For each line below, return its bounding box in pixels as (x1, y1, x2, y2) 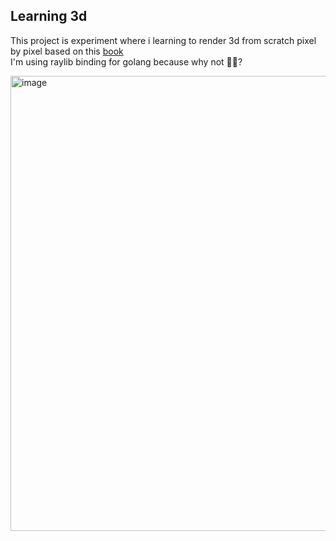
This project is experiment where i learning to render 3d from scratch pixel (10, 34, 317, 46)
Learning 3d (10, 8, 88, 25)
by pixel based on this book (10, 45, 124, 57)
